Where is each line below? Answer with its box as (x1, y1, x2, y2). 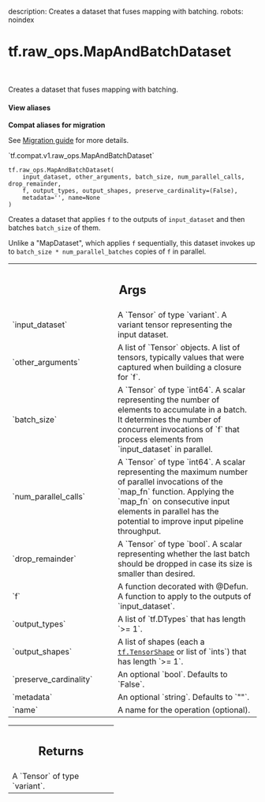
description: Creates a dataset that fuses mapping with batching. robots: (8, 7, 244, 16)
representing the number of (118, 394, 220, 405)
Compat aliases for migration (8, 120, 106, 130)
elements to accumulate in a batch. (118, 404, 247, 415)
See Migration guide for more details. (8, 136, 129, 145)
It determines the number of (118, 414, 222, 425)
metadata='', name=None (22, 194, 101, 202)
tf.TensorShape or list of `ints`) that (118, 646, 247, 657)
